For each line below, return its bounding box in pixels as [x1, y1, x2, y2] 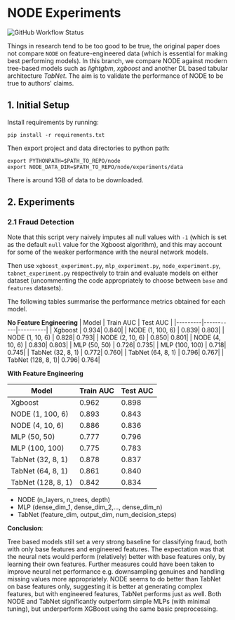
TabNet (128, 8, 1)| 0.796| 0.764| [7, 356, 100, 364]
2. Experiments [7, 196, 75, 208]
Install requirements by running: [7, 118, 100, 126]
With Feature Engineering [7, 370, 84, 378]
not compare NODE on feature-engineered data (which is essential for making [7, 49, 228, 58]
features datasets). [7, 284, 63, 292]
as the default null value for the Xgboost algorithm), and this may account [7, 241, 222, 249]
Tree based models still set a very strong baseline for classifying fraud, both [7, 538, 227, 546]
